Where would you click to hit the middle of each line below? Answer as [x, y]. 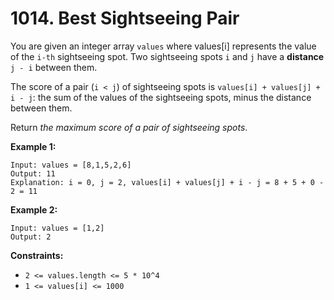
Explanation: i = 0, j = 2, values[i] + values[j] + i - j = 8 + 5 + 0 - [167, 182]
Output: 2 [31, 237]
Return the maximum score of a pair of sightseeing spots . [129, 127]
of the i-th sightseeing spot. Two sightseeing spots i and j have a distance [167, 56]
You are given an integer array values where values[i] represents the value [163, 46]
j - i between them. [54, 67]
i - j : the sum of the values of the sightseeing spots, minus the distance [161, 97]
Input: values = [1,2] [57, 228]
